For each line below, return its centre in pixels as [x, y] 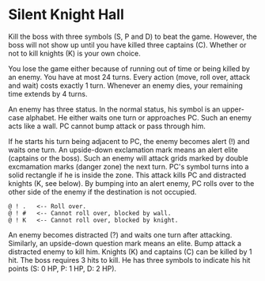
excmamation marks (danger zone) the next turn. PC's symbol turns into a [129, 166]
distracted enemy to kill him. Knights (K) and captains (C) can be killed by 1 [130, 252]
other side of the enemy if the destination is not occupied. [102, 192]
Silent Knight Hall [66, 15]
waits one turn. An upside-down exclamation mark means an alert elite [123, 150]
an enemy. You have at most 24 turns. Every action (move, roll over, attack [129, 77]
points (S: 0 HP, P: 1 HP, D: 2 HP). [62, 268]
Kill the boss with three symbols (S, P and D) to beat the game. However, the [132, 36]
